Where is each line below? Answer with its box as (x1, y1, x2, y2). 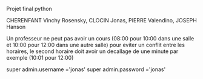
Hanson (6, 24, 26, 30)
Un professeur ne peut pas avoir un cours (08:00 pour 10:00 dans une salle (6, 35, 195, 42)
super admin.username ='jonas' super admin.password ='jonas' (6, 66, 166, 73)
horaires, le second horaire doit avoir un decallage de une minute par (6, 48, 179, 55)
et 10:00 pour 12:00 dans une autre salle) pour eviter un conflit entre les (6, 42, 185, 48)
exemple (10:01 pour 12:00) (6, 54, 74, 61)
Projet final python (6, 5, 53, 12)
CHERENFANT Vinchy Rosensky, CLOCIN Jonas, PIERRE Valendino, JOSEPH (6, 17, 197, 24)
